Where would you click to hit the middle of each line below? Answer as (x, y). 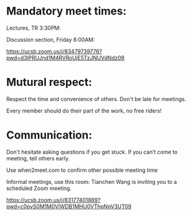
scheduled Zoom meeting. (39, 188)
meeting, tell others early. (38, 158)
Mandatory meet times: (67, 11)
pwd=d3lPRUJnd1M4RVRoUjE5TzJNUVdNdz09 (65, 57)
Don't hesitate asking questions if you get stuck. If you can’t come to (92, 152)
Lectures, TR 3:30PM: (34, 28)
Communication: (49, 135)
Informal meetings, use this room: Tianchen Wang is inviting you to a (92, 182)
